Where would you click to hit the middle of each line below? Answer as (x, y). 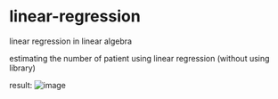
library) (22, 68)
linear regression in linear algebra (70, 41)
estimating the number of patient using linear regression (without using (139, 58)
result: (21, 85)
